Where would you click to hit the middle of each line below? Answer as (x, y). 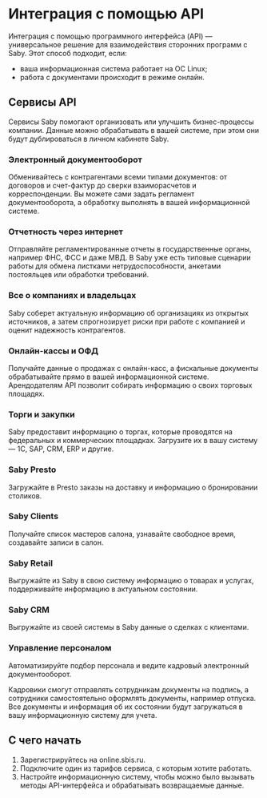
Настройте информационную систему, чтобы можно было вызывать (137, 776)
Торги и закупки (42, 414)
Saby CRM (29, 610)
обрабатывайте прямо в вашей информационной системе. (109, 377)
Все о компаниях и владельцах (72, 296)
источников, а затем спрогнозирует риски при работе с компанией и (127, 321)
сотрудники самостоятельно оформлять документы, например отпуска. (132, 698)
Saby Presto (32, 470)
